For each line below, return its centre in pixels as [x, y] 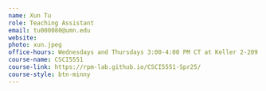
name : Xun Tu [30, 15]
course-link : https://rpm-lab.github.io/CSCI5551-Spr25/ [105, 67]
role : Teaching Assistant [51, 23]
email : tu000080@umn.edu [49, 30]
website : [23, 38]
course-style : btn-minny [49, 74]
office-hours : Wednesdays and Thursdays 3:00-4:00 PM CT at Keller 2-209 [133, 52]
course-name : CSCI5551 [46, 60]
